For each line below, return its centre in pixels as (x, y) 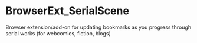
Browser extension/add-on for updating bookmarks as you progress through (98, 27)
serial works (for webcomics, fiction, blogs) (58, 33)
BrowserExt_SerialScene (67, 11)
